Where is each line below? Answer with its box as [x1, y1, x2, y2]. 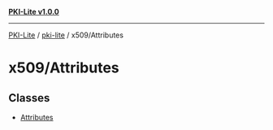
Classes [8, 91, 50, 105]
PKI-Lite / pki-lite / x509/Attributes [8, 30, 124, 40]
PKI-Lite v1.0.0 [8, 7, 59, 16]
